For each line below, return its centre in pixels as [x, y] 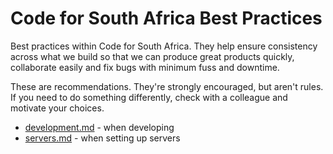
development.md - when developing [99, 127]
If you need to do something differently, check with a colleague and [149, 97]
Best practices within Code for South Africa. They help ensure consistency [164, 46]
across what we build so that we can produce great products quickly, [152, 56]
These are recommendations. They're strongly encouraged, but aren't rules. [167, 86]
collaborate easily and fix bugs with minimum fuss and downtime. [145, 67]
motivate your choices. [57, 108]
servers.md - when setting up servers [102, 138]
